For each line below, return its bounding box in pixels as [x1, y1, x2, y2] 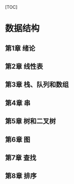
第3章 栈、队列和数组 [5, 81, 69, 89]
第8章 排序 [5, 172, 37, 180]
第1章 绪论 [5, 44, 36, 52]
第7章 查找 [5, 153, 37, 162]
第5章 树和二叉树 [5, 117, 56, 125]
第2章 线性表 [5, 62, 43, 70]
